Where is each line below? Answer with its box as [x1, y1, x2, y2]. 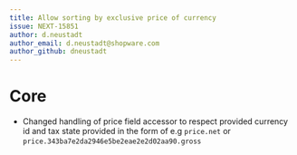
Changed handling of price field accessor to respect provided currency [22, 116, 288, 127]
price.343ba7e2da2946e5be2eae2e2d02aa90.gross [22, 137, 202, 146]
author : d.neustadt [9, 30, 83, 39]
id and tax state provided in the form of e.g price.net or [22, 126, 231, 137]
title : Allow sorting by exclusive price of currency [9, 13, 217, 23]
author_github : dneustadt [9, 47, 107, 56]
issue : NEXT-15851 [9, 22, 79, 31]
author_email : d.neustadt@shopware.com [9, 38, 160, 48]
